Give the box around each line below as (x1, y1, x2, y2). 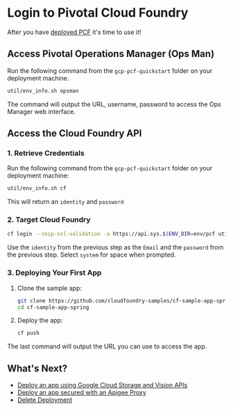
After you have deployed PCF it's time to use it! (7, 28, 141, 36)
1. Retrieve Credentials (7, 148, 85, 158)
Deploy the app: (17, 316, 63, 325)
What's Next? (7, 362, 68, 374)
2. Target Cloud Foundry (7, 215, 92, 225)
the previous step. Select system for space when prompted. (7, 250, 176, 259)
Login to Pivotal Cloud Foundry (7, 5, 189, 21)
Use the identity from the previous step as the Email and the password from (7, 243, 224, 252)
